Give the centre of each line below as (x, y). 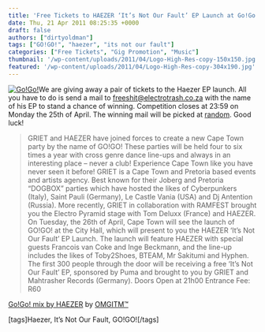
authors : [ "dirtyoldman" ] (50, 37)
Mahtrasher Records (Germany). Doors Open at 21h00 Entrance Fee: (139, 280)
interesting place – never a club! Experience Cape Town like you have (140, 163)
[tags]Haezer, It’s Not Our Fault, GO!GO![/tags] (84, 319)
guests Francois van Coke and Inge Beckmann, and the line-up (130, 247)
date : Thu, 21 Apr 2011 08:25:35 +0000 (74, 23)
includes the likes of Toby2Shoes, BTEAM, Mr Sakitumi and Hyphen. (138, 255)
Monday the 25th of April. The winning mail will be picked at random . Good (130, 114)
